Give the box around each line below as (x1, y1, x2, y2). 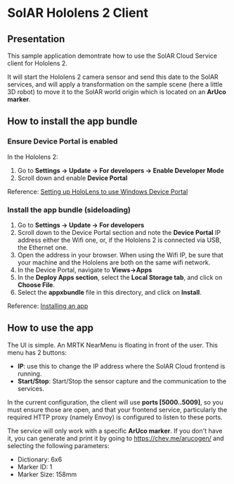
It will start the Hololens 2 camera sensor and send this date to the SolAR (7, 72, 219, 81)
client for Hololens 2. (7, 59, 68, 68)
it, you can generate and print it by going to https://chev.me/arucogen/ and (7, 434, 224, 442)
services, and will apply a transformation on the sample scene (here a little (7, 80, 223, 89)
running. (17, 369, 42, 378)
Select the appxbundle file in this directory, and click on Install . (17, 288, 202, 296)
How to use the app (7, 322, 93, 334)
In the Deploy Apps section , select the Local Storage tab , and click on (17, 273, 223, 281)
